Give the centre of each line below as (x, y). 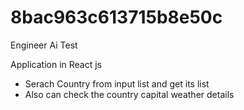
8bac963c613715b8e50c (116, 17)
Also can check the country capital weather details (129, 94)
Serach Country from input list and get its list (117, 83)
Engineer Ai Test (44, 45)
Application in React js (56, 64)
